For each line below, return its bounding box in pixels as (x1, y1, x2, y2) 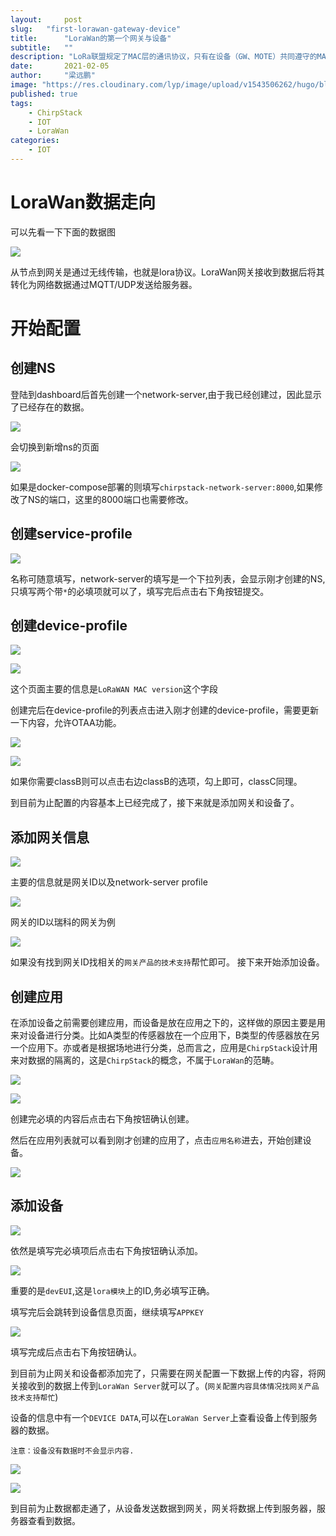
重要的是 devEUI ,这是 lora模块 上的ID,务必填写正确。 (10, 1284, 215, 1296)
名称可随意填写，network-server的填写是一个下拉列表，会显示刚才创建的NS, (10, 572, 326, 585)
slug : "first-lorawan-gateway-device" (10, 24, 182, 34)
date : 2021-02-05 (10, 61, 110, 71)
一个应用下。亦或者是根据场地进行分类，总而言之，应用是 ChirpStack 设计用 (10, 1042, 318, 1054)
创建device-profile (10, 617, 128, 635)
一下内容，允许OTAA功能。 (10, 717, 122, 729)
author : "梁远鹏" (10, 71, 96, 81)
